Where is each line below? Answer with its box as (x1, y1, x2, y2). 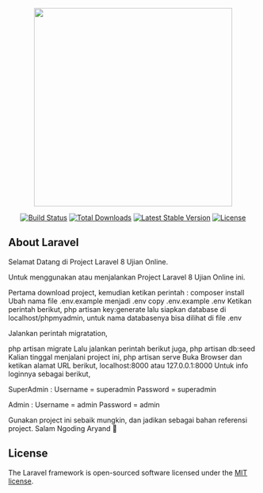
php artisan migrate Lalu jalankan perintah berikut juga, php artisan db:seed (8, 344, 256, 353)
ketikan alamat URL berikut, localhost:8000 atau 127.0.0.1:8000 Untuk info (8, 360, 249, 370)
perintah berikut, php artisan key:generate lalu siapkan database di (8, 304, 227, 314)
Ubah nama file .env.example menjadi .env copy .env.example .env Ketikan (8, 296, 252, 306)
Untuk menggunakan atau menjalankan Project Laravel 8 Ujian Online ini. (8, 272, 246, 282)
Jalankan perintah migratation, (8, 328, 109, 337)
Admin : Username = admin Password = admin (8, 399, 160, 409)
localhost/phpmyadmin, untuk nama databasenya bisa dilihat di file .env (8, 313, 242, 322)
